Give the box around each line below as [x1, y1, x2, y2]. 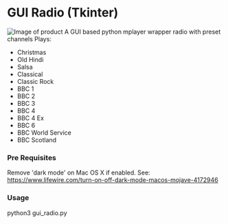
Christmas [16, 48, 47, 56]
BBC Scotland [16, 135, 57, 144]
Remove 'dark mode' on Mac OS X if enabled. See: [7, 168, 150, 177]
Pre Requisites [7, 153, 57, 162]
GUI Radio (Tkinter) [7, 5, 119, 21]
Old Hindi [16, 55, 44, 63]
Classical [16, 70, 43, 78]
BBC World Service [16, 128, 72, 137]
